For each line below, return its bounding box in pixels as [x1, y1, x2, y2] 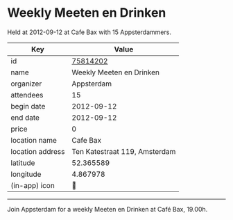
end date [10, 113, 40, 123]
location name [10, 135, 57, 145]
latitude [10, 158, 35, 168]
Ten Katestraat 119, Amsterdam [71, 146, 176, 156]
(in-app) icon [10, 180, 55, 190]
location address [10, 146, 65, 156]
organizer [10, 79, 42, 88]
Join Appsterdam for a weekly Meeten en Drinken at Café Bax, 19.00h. [7, 205, 208, 213]
